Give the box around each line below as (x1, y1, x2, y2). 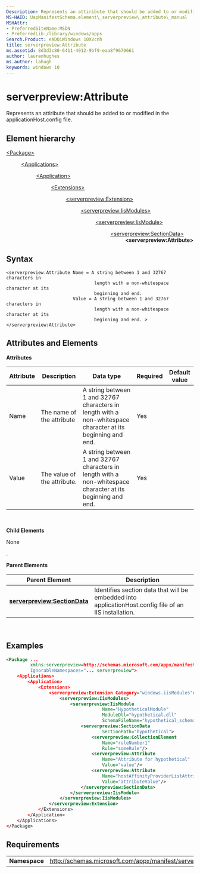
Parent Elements (6, 561, 48, 568)
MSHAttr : (6, 20, 28, 26)
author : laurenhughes (6, 53, 60, 59)
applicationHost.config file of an (94, 601, 184, 609)
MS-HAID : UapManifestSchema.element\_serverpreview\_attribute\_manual (6, 14, 187, 20)
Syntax (6, 254, 33, 264)
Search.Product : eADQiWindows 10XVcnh (6, 36, 102, 42)
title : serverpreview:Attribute (6, 42, 86, 48)
